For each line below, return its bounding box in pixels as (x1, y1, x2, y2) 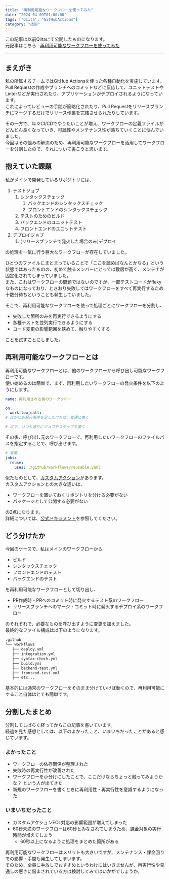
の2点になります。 (5, 509, 44, 515)
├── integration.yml (12, 652, 56, 657)
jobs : (5, 455, 17, 460)
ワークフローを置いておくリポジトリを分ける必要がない (12, 492, 128, 498)
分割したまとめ (5, 707, 52, 716)
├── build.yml (12, 661, 42, 666)
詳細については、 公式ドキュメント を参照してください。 (5, 515, 120, 521)
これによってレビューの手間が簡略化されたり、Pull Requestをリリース (5, 104, 150, 110)
